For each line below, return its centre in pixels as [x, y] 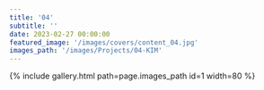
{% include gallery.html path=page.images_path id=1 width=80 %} [132, 76]
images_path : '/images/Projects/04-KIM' [86, 51]
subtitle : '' [34, 26]
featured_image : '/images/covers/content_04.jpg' [104, 42]
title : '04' [31, 17]
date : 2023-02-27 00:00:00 [60, 34]
